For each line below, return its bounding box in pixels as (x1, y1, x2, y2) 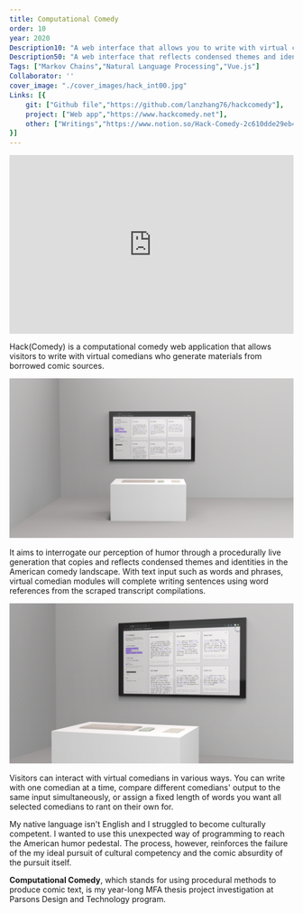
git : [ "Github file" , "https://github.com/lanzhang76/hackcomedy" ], (25, 100, 284, 109)
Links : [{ (9, 90, 47, 99)
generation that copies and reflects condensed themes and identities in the (9, 557, 289, 567)
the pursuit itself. (9, 857, 72, 868)
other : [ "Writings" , (25, 119, 103, 128)
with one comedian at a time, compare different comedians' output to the (9, 781, 281, 793)
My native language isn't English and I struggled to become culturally (9, 818, 266, 829)
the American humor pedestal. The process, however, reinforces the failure (9, 837, 289, 848)
